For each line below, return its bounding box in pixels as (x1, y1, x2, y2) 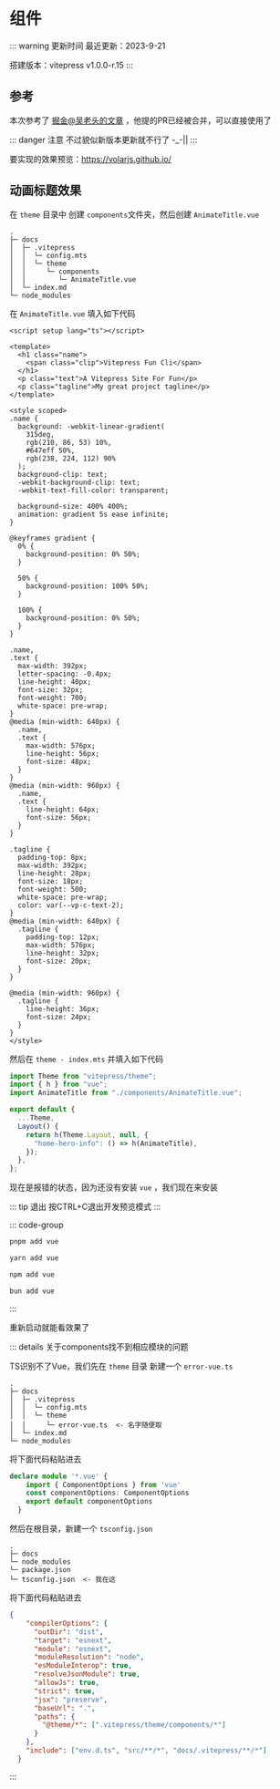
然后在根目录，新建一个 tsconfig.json (9, 1524, 153, 1535)
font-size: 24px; (26, 1012, 92, 1021)
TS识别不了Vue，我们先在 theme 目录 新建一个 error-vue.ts (9, 1360, 233, 1371)
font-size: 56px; (26, 812, 92, 822)
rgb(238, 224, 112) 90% (26, 453, 117, 463)
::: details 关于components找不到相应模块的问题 (9, 1341, 189, 1352)
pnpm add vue (9, 1237, 59, 1246)
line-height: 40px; (17, 677, 92, 687)
